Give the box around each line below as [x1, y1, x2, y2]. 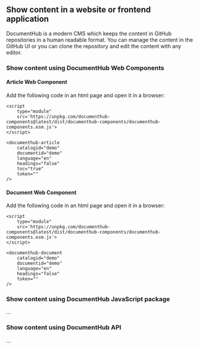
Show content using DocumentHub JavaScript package [6, 295, 170, 303]
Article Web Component [6, 79, 67, 86]
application [6, 14, 49, 24]
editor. [6, 49, 22, 56]
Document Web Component [6, 189, 77, 196]
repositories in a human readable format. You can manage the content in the [6, 36, 194, 43]
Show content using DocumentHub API [6, 323, 122, 332]
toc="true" [17, 166, 44, 172]
